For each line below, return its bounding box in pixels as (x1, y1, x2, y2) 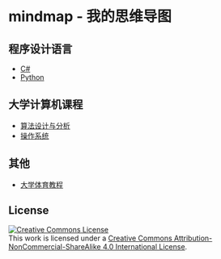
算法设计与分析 (19, 120, 70, 130)
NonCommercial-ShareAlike (8, 242, 101, 252)
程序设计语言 (8, 42, 73, 56)
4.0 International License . (102, 242, 188, 252)
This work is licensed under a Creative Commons (8, 233, 172, 243)
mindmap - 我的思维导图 (8, 7, 172, 26)
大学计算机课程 (8, 98, 83, 111)
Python (19, 73, 45, 81)
